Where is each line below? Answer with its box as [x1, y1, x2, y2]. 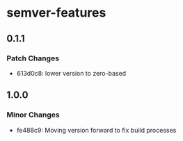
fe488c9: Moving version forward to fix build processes [16, 126, 177, 134]
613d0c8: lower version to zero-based [16, 69, 127, 77]
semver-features [6, 5, 106, 21]
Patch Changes [6, 53, 60, 63]
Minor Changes [6, 110, 60, 119]
